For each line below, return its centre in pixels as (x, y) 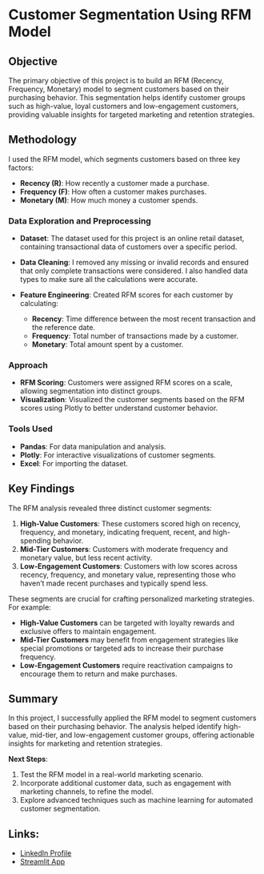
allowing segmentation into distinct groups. (91, 391)
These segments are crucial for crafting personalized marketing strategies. (131, 598)
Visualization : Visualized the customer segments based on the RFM (132, 400)
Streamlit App (42, 862)
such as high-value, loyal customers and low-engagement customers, (124, 106)
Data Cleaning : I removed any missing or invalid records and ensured (134, 263)
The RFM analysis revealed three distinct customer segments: (110, 508)
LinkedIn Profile (46, 853)
